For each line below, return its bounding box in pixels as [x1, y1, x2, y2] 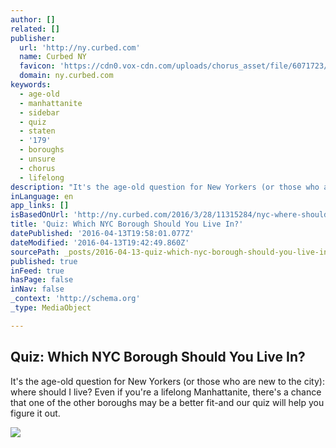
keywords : [10, 80, 52, 90]
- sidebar [19, 107, 60, 118]
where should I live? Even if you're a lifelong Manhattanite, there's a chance [10, 386, 322, 398]
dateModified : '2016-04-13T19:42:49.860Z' [10, 237, 190, 248]
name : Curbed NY [19, 52, 87, 62]
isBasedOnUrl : [10, 210, 70, 220]
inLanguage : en [10, 191, 74, 201]
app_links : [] [10, 201, 70, 211]
